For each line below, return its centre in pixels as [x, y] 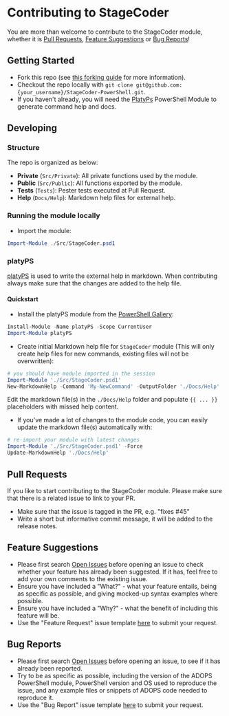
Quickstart [23, 299]
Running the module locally [54, 216]
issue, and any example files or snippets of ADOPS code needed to [112, 690]
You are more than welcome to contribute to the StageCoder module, [105, 32]
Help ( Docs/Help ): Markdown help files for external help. [96, 198]
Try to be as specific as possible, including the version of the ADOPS [115, 675]
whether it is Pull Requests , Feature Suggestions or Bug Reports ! [99, 39]
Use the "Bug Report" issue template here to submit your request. [110, 705]
